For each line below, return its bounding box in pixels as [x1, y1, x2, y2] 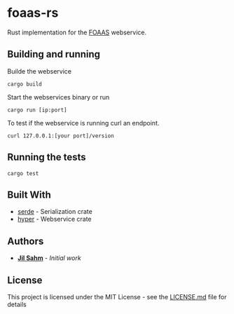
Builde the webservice [7, 67, 72, 75]
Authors [7, 235, 44, 247]
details [7, 300, 27, 308]
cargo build [7, 81, 42, 88]
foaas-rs [7, 5, 59, 21]
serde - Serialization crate [17, 207, 92, 216]
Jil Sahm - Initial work [17, 254, 82, 262]
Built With [7, 189, 51, 200]
